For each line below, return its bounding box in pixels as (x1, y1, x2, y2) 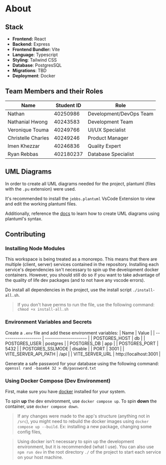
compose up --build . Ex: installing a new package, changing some (17, 423, 152, 429)
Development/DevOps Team (87, 110, 154, 117)
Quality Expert (87, 142, 121, 149)
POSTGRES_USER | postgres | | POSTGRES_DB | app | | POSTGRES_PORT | (5, 340, 159, 346)
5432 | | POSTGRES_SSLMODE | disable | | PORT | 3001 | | (5, 345, 125, 351)
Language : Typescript (12, 52, 58, 58)
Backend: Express (12, 41, 51, 47)
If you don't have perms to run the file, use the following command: (17, 302, 155, 308)
